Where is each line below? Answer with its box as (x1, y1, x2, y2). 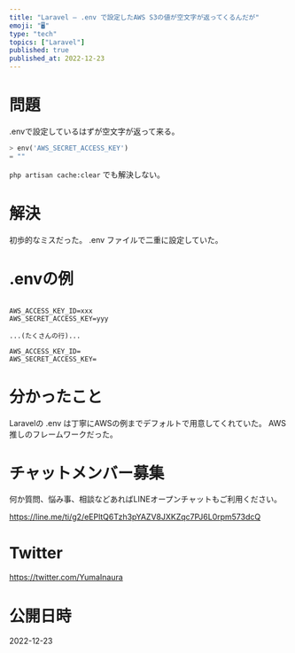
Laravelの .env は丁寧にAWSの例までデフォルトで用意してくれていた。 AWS (9, 417, 286, 428)
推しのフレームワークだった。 (9, 429, 118, 439)
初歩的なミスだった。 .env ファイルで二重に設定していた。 (9, 234, 223, 245)
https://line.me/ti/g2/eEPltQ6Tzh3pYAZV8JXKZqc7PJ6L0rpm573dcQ (9, 511, 261, 523)
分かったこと (9, 386, 104, 407)
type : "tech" (9, 29, 58, 38)
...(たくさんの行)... (9, 331, 82, 340)
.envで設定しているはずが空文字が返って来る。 (9, 126, 180, 136)
